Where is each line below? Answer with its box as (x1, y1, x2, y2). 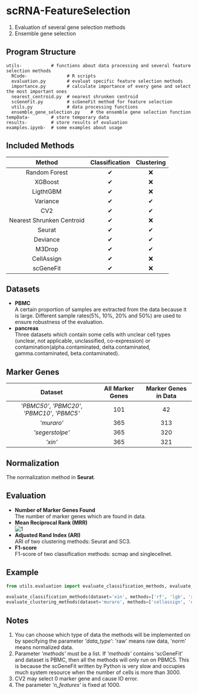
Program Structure (6, 47, 77, 57)
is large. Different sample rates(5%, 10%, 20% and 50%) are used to (14, 312, 181, 319)
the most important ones (6, 89, 67, 94)
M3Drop (35, 245, 58, 253)
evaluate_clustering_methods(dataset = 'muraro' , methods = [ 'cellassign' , (6, 599, 186, 605)
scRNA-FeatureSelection (6, 4, 131, 18)
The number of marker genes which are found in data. (14, 512, 146, 520)
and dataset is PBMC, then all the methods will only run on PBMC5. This (14, 656, 190, 663)
